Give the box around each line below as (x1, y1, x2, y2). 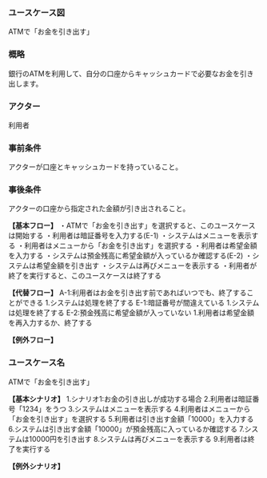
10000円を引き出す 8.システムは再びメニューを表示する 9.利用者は (29, 434, 248, 444)
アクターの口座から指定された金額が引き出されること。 (8, 204, 190, 213)
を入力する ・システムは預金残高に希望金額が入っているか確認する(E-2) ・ (8, 251, 253, 261)
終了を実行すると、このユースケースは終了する (8, 271, 162, 281)
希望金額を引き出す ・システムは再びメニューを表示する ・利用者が (35, 261, 257, 270)
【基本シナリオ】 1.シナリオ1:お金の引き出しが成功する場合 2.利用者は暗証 (8, 394, 253, 403)
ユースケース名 (8, 357, 66, 368)
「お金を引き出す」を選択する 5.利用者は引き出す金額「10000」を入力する (8, 414, 254, 423)
